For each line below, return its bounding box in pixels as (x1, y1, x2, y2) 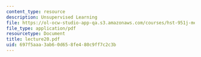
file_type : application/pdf (6, 25, 77, 31)
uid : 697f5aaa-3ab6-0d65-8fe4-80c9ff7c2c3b (6, 42, 117, 48)
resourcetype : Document (6, 31, 66, 37)
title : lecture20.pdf (6, 36, 60, 42)
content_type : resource (6, 8, 66, 15)
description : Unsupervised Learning (6, 14, 98, 20)
